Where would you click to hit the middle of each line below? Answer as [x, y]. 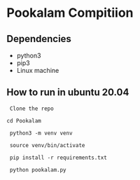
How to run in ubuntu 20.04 [68, 92]
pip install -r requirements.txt [58, 158]
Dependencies [39, 39]
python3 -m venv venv [41, 133]
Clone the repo [31, 109]
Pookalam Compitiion [70, 13]
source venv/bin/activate [47, 145]
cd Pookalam [24, 120]
